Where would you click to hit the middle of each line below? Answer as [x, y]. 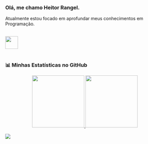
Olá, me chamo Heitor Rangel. [42, 8]
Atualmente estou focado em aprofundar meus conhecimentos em [74, 19]
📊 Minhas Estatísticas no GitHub [46, 65]
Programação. [20, 24]
